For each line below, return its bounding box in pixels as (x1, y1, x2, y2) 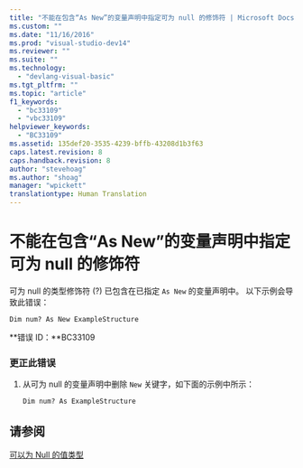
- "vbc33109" (17, 114, 67, 123)
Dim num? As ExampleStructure (22, 397, 137, 407)
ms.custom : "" (9, 22, 63, 31)
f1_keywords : (9, 97, 59, 107)
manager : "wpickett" (9, 182, 87, 191)
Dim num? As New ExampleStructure (9, 314, 140, 323)
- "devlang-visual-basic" (17, 72, 115, 81)
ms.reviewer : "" (9, 47, 70, 56)
